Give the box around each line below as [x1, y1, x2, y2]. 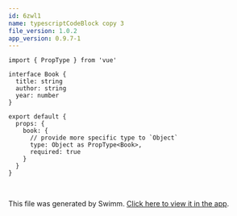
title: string [15, 77, 63, 85]
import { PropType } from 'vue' [8, 56, 117, 64]
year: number [15, 92, 60, 100]
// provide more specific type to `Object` [29, 134, 179, 142]
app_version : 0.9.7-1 [8, 34, 81, 43]
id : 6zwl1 [8, 11, 42, 20]
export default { [8, 113, 67, 121]
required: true [29, 148, 81, 156]
